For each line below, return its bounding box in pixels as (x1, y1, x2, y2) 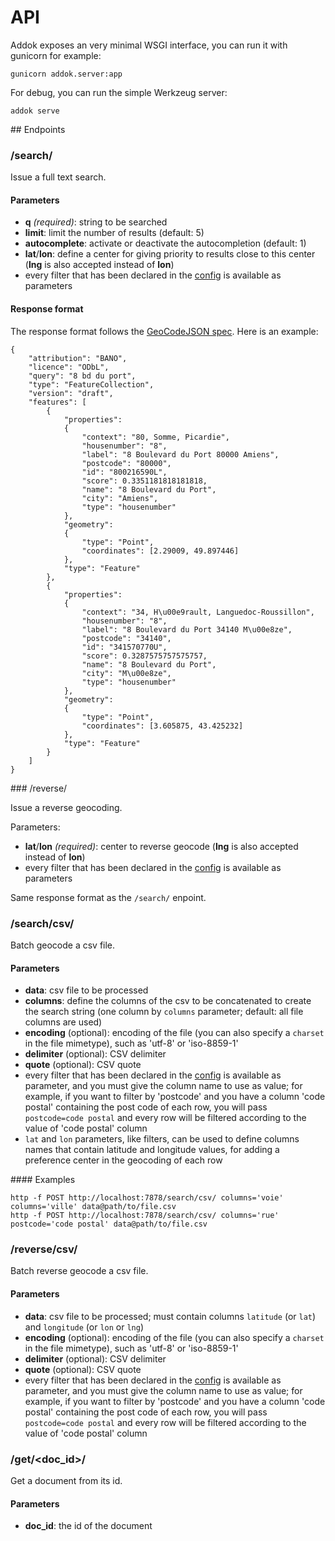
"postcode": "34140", (81, 633, 172, 643)
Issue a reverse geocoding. (10, 801, 123, 813)
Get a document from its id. (10, 1474, 123, 1486)
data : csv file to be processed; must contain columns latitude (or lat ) (24, 1310, 317, 1322)
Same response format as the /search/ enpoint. (10, 891, 207, 903)
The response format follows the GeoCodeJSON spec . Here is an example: (10, 325, 319, 337)
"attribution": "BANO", (28, 353, 128, 363)
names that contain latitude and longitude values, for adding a (24, 1144, 280, 1156)
